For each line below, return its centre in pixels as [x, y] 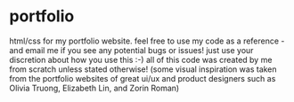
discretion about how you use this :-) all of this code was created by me [141, 59]
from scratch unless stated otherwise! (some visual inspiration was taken [143, 69]
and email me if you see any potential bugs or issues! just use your [131, 50]
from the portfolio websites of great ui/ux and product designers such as [143, 78]
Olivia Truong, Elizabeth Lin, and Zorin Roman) [94, 88]
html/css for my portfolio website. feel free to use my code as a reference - [147, 41]
